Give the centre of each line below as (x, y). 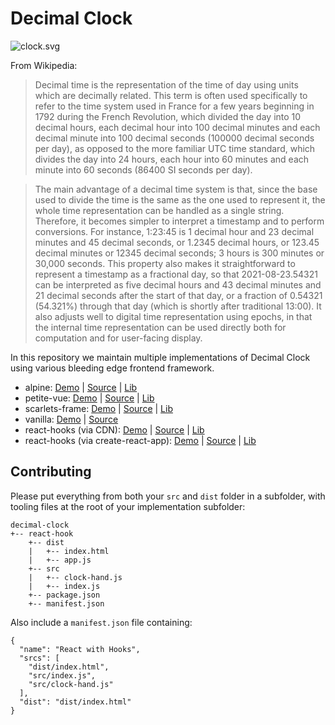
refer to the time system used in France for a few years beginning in (174, 106)
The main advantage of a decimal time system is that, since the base (176, 189)
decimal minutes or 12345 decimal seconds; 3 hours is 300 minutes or (179, 253)
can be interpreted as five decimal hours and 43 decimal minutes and (178, 284)
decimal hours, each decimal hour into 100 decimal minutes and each (177, 127)
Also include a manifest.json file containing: (101, 622)
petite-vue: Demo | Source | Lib (89, 398)
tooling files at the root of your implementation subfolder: (128, 506)
